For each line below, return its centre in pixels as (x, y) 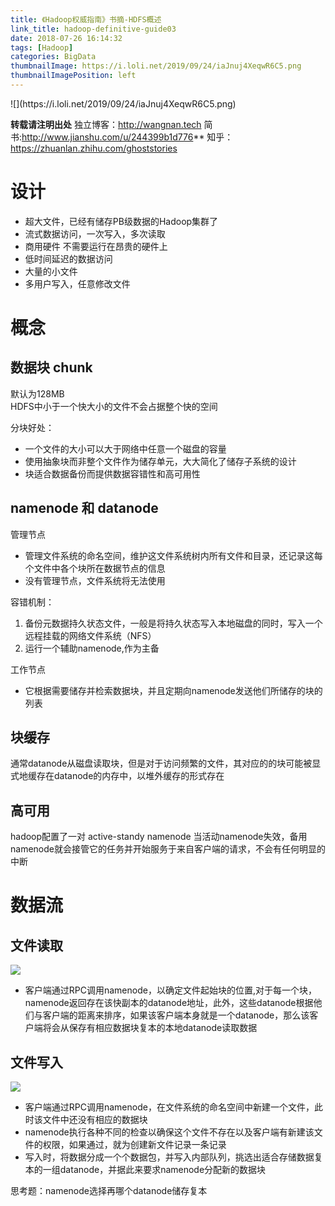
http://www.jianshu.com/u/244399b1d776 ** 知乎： (127, 137)
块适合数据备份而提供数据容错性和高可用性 (112, 473)
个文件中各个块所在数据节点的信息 (95, 568)
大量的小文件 (51, 271)
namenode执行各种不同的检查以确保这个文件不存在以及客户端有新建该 (169, 1132)
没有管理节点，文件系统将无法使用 (95, 580)
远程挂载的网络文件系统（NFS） (90, 635)
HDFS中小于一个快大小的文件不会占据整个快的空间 (114, 406)
